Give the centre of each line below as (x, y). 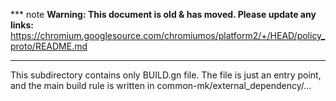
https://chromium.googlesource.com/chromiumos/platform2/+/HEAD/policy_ (168, 35)
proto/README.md (49, 46)
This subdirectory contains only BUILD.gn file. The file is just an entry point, (166, 75)
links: (22, 25)
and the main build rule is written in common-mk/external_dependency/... (161, 85)
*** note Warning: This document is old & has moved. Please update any (163, 14)
